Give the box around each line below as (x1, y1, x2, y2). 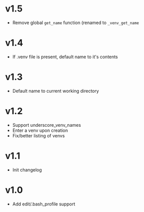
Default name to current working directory (12, 88, 99, 94)
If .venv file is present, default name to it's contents (12, 54, 118, 60)
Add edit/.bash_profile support (12, 201, 76, 207)
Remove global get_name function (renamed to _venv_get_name (12, 20, 140, 26)
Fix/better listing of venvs (12, 132, 65, 138)
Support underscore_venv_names (12, 122, 81, 128)
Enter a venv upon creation (12, 127, 68, 133)
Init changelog (12, 166, 42, 173)
